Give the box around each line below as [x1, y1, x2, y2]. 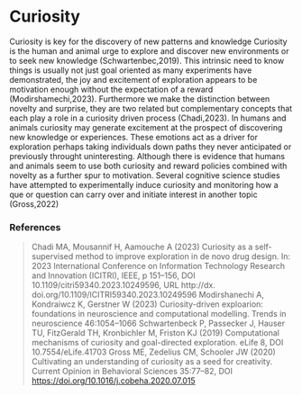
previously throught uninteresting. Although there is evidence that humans [9, 150, 286, 161]
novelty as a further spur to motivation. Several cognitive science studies [9, 169, 281, 181]
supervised [31, 251, 74, 262]
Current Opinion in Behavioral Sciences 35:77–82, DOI [31, 366, 233, 377]
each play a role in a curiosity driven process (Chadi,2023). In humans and [9, 112, 287, 123]
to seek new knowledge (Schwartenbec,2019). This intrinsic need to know [9, 55, 285, 66]
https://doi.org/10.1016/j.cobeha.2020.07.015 [31, 375, 196, 386]
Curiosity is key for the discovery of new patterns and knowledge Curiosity [9, 36, 288, 47]
